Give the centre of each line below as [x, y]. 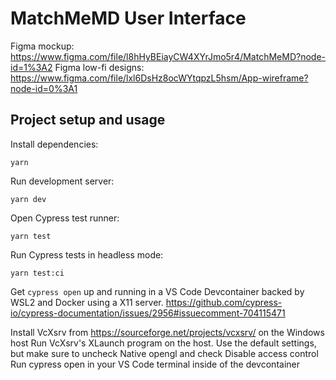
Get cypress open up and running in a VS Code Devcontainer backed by [157, 291]
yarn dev [28, 199]
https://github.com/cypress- [224, 302]
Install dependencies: [54, 144]
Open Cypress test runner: [65, 218]
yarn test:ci [37, 273]
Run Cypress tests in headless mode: [87, 254]
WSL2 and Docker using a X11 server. [87, 302]
